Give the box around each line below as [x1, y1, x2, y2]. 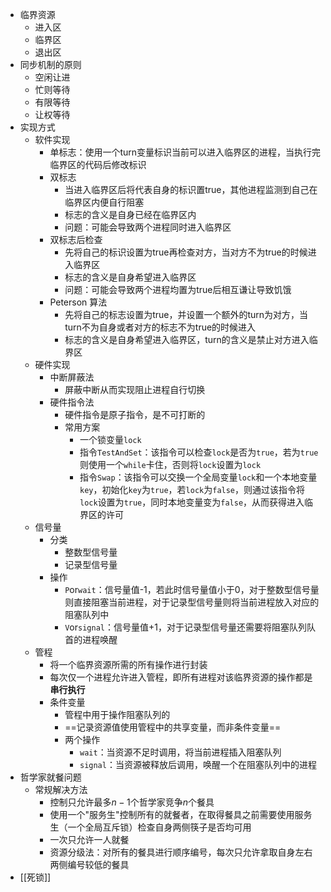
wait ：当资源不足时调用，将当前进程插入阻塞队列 [79, 746, 282, 758]
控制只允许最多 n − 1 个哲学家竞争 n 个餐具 [49, 796, 215, 808]
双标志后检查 [49, 234, 103, 245]
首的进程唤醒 [64, 634, 118, 645]
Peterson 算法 [49, 296, 108, 308]
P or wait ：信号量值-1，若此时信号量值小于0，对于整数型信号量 [64, 584, 320, 595]
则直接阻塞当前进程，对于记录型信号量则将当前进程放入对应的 [64, 596, 320, 608]
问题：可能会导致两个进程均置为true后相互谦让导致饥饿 [64, 284, 292, 295]
